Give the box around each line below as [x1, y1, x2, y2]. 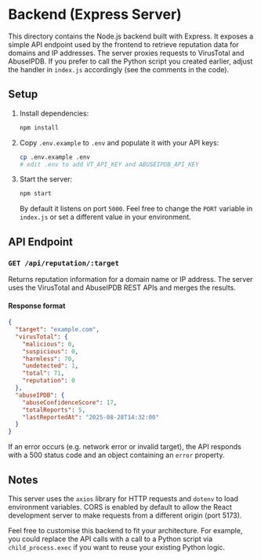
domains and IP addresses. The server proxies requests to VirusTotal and [8, 48, 245, 57]
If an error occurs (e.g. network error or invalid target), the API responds [8, 442, 241, 452]
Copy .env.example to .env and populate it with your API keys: [19, 137, 219, 147]
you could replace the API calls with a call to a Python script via [8, 534, 213, 544]
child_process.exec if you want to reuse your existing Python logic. [8, 542, 226, 551]
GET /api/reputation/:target [8, 258, 120, 268]
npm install [19, 123, 59, 131]
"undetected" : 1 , [22, 362, 79, 370]
